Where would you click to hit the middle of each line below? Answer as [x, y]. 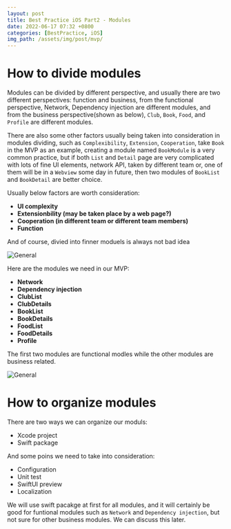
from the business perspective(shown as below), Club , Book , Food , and [106, 115]
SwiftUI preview [40, 484]
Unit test [29, 477]
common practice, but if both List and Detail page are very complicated [111, 158]
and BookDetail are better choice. [55, 180]
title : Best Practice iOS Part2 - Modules [69, 20]
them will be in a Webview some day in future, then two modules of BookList [113, 172]
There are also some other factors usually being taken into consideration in [114, 136]
